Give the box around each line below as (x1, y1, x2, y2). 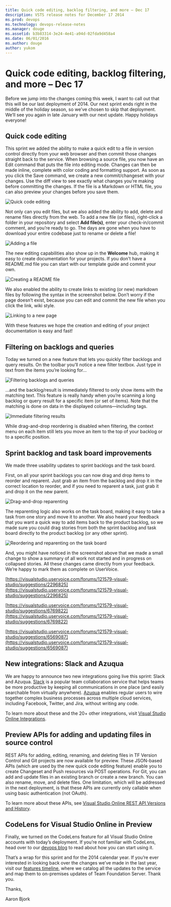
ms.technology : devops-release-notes (5, 21, 86, 27)
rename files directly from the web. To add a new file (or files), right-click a (5, 214, 163, 220)
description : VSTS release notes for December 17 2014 (5, 12, 125, 17)
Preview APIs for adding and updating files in (5, 731, 152, 739)
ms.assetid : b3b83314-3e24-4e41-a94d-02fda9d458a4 (5, 31, 115, 36)
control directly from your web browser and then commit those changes (5, 151, 157, 157)
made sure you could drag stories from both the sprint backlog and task (5, 525, 157, 531)
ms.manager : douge (5, 27, 44, 32)
